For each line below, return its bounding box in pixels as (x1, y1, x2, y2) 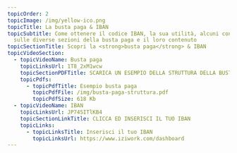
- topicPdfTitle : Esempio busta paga (25, 82, 138, 90)
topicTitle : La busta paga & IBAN (7, 23, 109, 30)
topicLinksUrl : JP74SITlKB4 (20, 109, 102, 116)
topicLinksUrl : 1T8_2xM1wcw (20, 63, 102, 70)
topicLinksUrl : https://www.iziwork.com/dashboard (32, 135, 185, 142)
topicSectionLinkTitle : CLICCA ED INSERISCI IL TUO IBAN (20, 115, 191, 122)
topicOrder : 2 (7, 10, 49, 18)
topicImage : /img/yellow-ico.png (7, 17, 106, 24)
